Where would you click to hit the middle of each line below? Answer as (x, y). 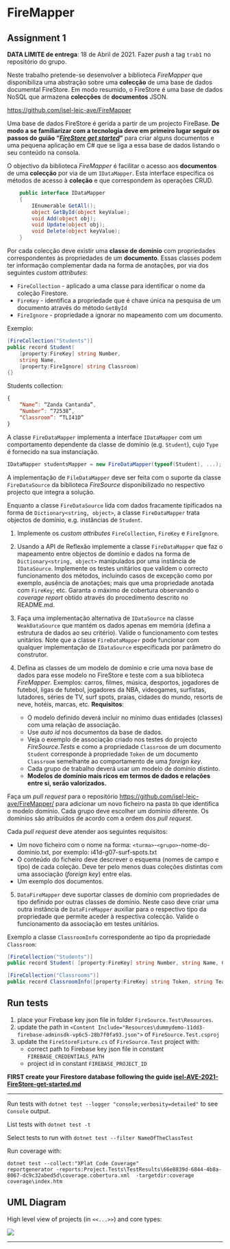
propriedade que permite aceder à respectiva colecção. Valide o (108, 916)
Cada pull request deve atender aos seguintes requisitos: (87, 831)
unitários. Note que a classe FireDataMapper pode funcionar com (108, 640)
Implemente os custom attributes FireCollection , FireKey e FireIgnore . (118, 533)
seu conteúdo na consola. (44, 153)
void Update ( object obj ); (69, 225)
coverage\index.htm (35, 1181)
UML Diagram (37, 1203)
